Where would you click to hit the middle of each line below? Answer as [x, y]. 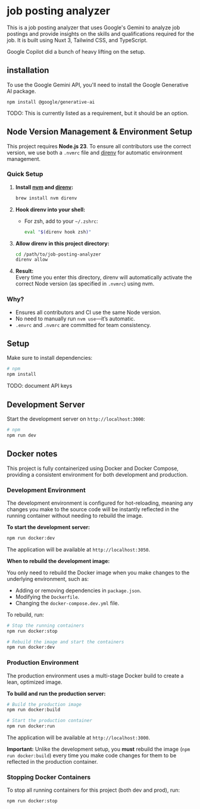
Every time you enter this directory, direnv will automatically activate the [104, 278]
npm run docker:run [31, 726]
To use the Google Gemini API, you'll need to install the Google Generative [98, 85]
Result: [24, 271]
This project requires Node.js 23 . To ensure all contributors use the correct [99, 146]
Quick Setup [25, 174]
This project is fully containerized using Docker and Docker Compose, [93, 468]
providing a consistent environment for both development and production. [97, 474]
